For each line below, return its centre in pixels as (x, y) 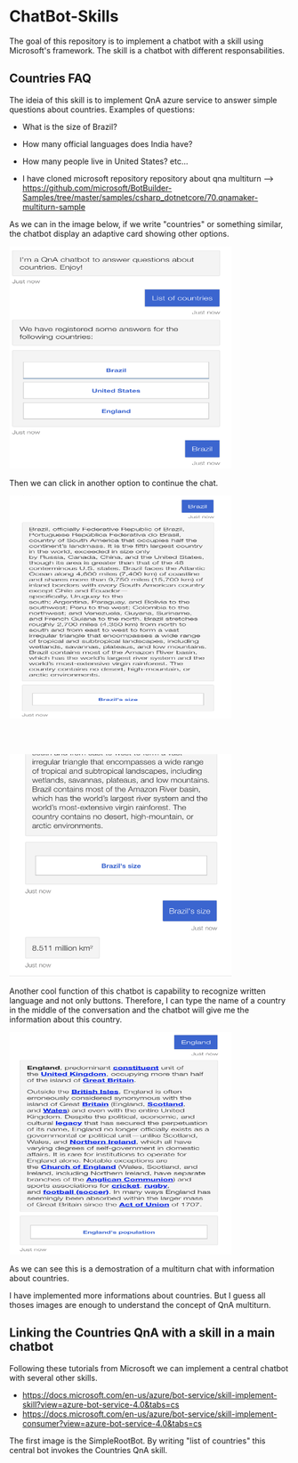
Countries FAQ (50, 79)
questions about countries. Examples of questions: (102, 110)
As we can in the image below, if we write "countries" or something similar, (146, 224)
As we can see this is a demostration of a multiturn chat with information (142, 1268)
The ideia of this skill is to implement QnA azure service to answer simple (143, 100)
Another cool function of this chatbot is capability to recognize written (137, 991)
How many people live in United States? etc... (105, 161)
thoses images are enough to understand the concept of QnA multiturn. (140, 1305)
